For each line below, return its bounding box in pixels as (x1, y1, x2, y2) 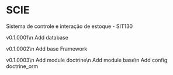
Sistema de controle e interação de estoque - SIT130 (6, 23, 133, 30)
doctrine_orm (6, 62, 39, 70)
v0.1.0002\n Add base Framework (6, 45, 88, 52)
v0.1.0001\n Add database (6, 34, 68, 41)
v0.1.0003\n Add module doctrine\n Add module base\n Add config (6, 56, 168, 63)
